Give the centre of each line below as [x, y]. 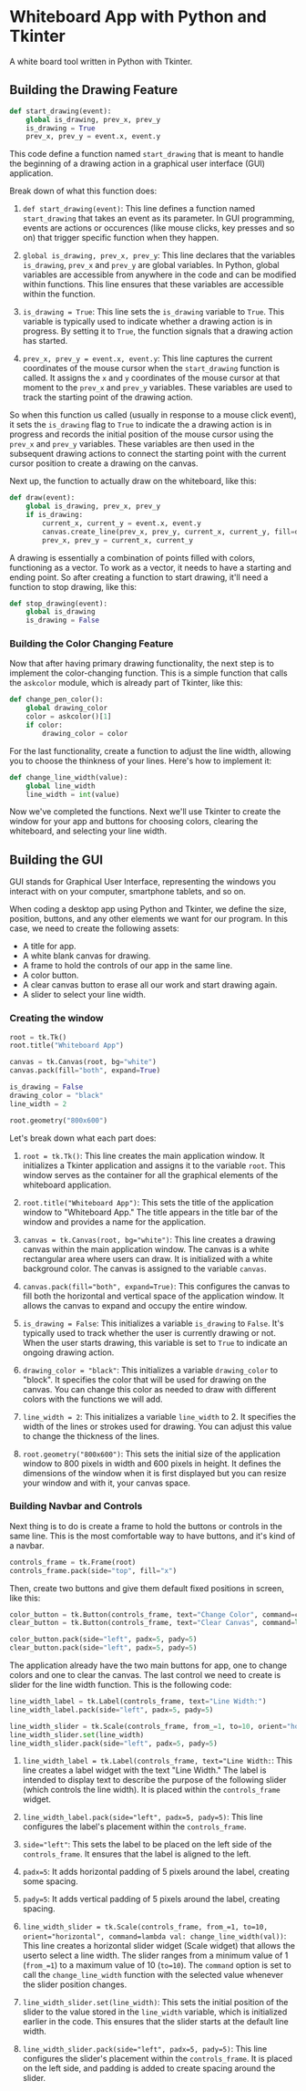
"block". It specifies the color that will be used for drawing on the [144, 1380]
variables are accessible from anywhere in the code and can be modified [159, 274]
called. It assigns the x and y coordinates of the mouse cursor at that [151, 378]
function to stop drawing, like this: [73, 586]
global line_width [61, 786]
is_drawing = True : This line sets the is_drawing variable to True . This [153, 312]
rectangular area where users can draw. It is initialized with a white [148, 1258]
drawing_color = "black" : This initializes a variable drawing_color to [150, 1370]
